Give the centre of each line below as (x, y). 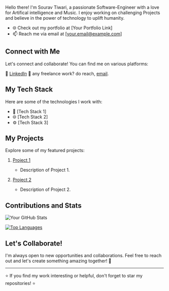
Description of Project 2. (45, 189)
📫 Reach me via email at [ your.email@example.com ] (67, 34)
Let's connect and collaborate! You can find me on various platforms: (77, 64)
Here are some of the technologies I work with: (54, 102)
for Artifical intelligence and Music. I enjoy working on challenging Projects (83, 13)
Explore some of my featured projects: (45, 151)
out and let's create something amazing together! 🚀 (58, 261)
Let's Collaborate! (34, 243)
